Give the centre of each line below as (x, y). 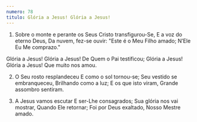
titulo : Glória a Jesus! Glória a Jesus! (59, 17)
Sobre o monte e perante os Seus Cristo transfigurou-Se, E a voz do (98, 34)
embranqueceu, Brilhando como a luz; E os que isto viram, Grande (96, 83)
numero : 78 (20, 12)
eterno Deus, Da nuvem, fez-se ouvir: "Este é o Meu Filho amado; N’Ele (103, 41)
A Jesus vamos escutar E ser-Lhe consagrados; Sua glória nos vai (96, 101)
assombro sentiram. (39, 89)
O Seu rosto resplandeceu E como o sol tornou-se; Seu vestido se (96, 77)
